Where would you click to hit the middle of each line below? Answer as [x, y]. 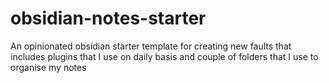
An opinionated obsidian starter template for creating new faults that [151, 46]
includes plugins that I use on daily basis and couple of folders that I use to [164, 56]
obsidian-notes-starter [108, 18]
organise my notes [48, 67]
